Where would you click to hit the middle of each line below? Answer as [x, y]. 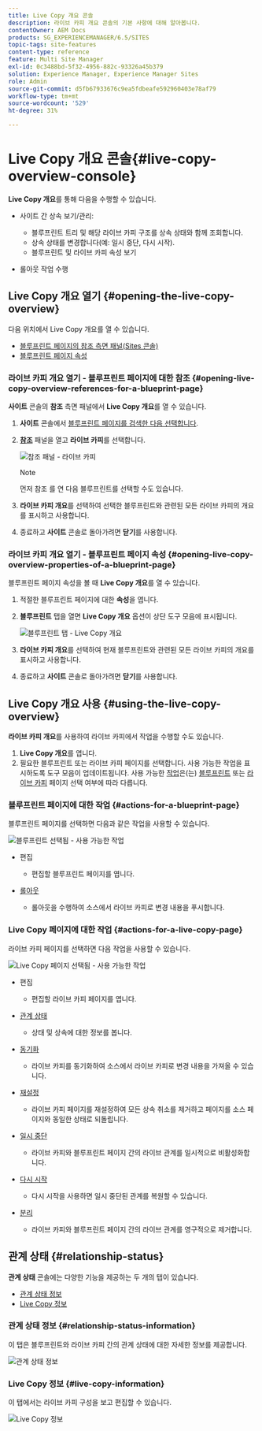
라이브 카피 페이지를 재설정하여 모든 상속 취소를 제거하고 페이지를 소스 [138, 1109]
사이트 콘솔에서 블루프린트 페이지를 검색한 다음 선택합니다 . [109, 423]
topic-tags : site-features [52, 45]
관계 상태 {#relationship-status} [86, 1256]
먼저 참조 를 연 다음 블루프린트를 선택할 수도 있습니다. [101, 489]
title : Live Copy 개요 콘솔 [51, 15]
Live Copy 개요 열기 [55, 296]
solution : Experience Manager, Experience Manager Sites [103, 74]
